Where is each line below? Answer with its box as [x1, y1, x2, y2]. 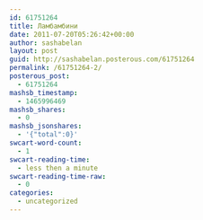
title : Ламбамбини [9, 22, 78, 31]
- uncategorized [17, 197, 78, 207]
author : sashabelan [9, 38, 83, 48]
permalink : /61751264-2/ [9, 64, 102, 73]
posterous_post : [9, 72, 70, 81]
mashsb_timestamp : [9, 88, 78, 97]
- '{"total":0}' [17, 130, 78, 139]
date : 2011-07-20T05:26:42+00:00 [9, 30, 135, 39]
